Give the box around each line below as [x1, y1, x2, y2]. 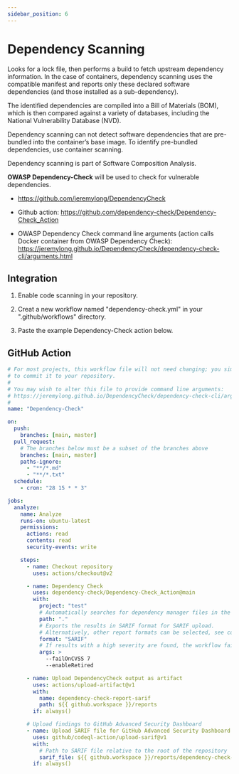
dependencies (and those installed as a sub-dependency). [7, 87, 179, 96]
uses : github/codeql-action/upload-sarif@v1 [33, 733, 167, 741]
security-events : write [26, 544, 97, 551]
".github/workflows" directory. [17, 312, 107, 321]
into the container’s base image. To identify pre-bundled [33, 137, 198, 146]
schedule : [14, 478, 43, 485]
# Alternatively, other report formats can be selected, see [38, 629, 224, 636]
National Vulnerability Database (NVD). [7, 116, 122, 124]
